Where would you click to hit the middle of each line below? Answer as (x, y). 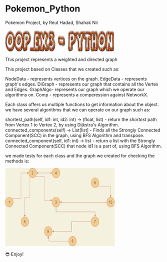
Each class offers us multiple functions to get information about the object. (82, 104)
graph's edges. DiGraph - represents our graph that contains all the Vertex (82, 84)
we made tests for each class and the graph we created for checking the (80, 155)
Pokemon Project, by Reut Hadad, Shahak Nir (52, 22)
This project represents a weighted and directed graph (61, 59)
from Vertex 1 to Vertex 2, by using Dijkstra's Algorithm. (62, 124)
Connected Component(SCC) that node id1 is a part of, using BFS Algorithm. (84, 146)
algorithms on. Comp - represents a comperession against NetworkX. (77, 94)
